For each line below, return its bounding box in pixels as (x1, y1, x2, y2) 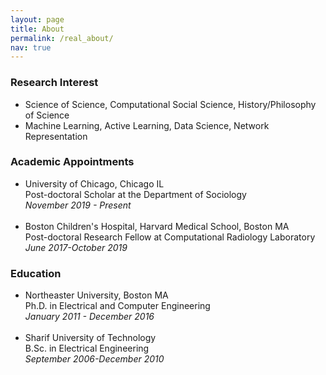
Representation (24, 130, 88, 142)
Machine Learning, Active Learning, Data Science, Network (24, 119, 270, 131)
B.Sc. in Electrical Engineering (24, 342, 150, 355)
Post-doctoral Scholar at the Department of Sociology (24, 188, 247, 200)
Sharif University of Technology (24, 332, 157, 344)
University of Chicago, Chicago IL (24, 177, 165, 190)
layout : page (10, 14, 65, 25)
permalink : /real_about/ (10, 33, 114, 43)
